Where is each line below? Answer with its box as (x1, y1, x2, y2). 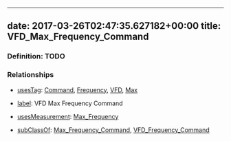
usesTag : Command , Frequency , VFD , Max (16, 85, 138, 94)
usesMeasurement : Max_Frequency (16, 112, 119, 120)
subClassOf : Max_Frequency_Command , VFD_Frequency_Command (16, 125, 210, 134)
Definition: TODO (7, 52, 65, 61)
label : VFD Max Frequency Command (16, 99, 123, 107)
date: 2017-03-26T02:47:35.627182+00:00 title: (7, 20, 221, 32)
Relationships (7, 70, 54, 80)
